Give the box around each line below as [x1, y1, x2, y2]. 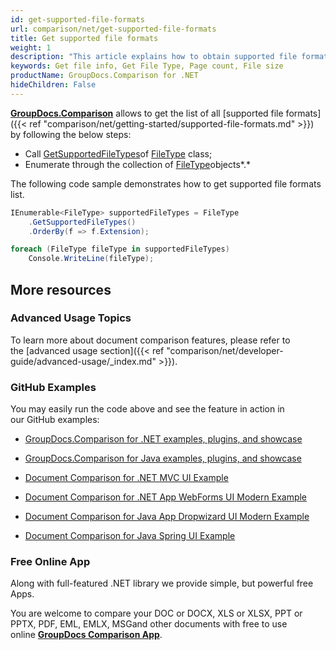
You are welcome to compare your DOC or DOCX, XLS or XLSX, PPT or [10, 607, 303, 620]
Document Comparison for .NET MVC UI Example [24, 472, 229, 484]
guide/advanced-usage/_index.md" [10, 355, 157, 367]
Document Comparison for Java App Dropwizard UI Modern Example [24, 511, 310, 523]
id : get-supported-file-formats [10, 14, 145, 25]
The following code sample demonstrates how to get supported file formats [10, 177, 322, 190]
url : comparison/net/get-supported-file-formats [10, 24, 217, 34]
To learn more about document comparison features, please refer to [10, 334, 291, 346]
